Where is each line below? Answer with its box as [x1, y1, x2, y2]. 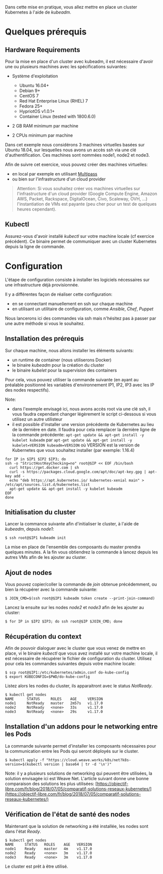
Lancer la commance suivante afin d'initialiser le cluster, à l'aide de [5, 521, 139, 527]
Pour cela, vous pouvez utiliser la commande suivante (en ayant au [5, 376, 139, 382]
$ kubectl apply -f [5, 757, 45, 763]
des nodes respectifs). [5, 387, 50, 393]
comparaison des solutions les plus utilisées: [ [5, 781, 97, 786]
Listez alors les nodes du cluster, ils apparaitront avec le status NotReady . [5, 683, 153, 689]
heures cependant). [16, 206, 57, 212]
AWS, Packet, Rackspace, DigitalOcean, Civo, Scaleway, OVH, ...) [16, 196, 148, 201]
